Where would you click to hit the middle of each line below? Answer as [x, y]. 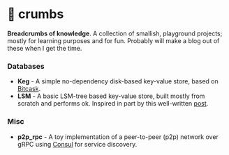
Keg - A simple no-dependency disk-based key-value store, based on [118, 81]
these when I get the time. [45, 48]
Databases [26, 66]
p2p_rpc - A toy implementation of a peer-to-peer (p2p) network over [118, 137]
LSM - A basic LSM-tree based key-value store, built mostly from [111, 96]
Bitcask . [29, 89]
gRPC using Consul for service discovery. [77, 144]
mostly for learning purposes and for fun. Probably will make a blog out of [113, 40]
